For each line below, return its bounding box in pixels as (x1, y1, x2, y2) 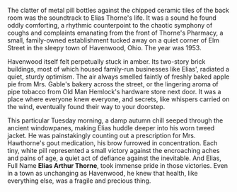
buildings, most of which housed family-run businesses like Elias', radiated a (7, 65, 230, 73)
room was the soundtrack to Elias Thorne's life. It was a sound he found (7, 13, 217, 22)
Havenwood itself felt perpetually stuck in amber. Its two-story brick (7, 57, 206, 66)
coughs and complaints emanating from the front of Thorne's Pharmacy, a (7, 28, 224, 37)
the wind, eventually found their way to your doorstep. (7, 103, 166, 111)
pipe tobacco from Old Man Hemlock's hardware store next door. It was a (7, 88, 221, 96)
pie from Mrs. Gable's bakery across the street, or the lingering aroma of (7, 80, 219, 88)
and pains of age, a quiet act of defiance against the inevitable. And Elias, (7, 154, 221, 162)
